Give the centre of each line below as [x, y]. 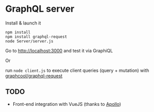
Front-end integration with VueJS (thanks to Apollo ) [67, 104]
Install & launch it [23, 23]
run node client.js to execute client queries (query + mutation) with [77, 70]
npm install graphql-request [36, 37]
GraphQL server [40, 9]
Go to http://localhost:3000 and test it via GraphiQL [59, 50]
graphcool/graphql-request [34, 76]
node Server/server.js [29, 41]
